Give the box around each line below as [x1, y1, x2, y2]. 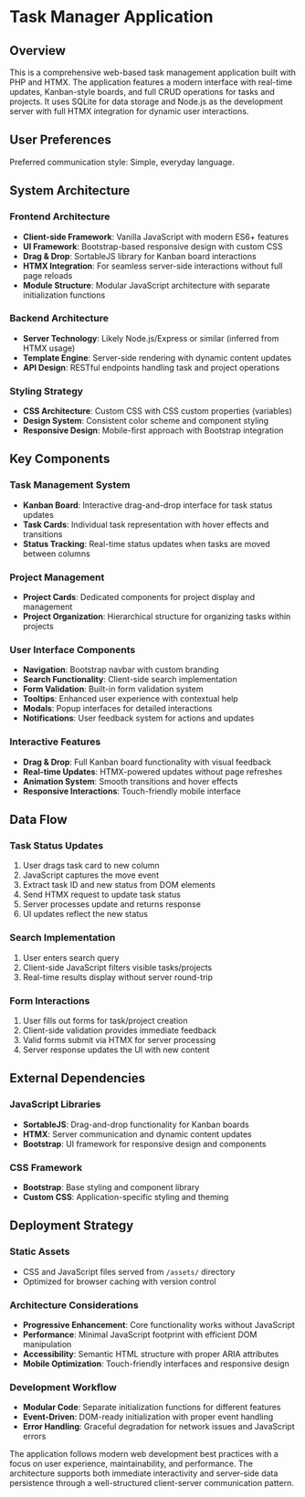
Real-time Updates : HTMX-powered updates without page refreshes [22, 765, 283, 777]
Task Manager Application [9, 6, 214, 27]
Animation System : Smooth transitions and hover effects [22, 775, 238, 786]
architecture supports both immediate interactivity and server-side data [9, 1468, 279, 1479]
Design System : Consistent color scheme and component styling [22, 416, 269, 427]
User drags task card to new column [22, 860, 160, 871]
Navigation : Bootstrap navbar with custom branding [22, 664, 219, 675]
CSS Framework [9, 1161, 83, 1174]
